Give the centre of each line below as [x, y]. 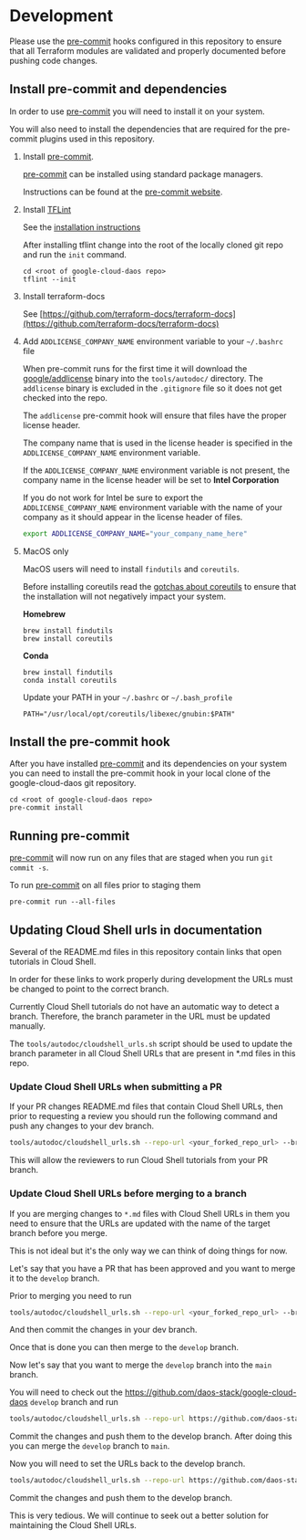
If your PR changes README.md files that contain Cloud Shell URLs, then [147, 1106]
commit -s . [29, 867]
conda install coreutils [70, 680]
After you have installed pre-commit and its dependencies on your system [148, 764]
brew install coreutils [68, 639]
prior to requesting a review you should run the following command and [143, 1116]
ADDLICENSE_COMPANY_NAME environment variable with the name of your [153, 507]
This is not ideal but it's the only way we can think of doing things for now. [149, 1251]
